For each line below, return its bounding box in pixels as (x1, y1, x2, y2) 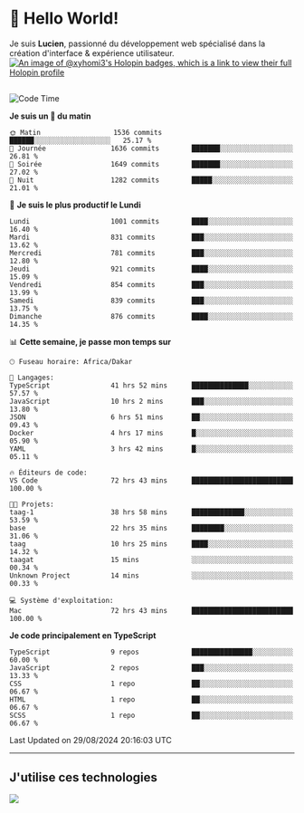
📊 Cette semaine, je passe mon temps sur (9, 337, 172, 348)
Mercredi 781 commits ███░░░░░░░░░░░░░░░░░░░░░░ (9, 249, 294, 258)
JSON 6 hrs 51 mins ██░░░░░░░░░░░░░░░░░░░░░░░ (9, 413, 294, 422)
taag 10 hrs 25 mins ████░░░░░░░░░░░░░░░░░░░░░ (9, 540, 294, 549)
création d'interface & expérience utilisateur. (9, 47, 175, 58)
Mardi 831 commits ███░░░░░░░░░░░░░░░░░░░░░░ (9, 233, 294, 243)
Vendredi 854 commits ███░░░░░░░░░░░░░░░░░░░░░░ (9, 281, 294, 290)
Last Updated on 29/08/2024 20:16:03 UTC (9, 735, 172, 746)
